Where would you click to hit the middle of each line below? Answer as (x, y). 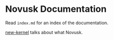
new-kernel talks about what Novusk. (44, 32)
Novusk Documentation (56, 9)
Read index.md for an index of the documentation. (57, 23)
